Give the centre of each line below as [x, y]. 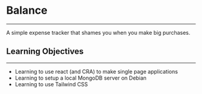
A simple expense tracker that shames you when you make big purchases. [98, 32]
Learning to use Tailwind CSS [51, 84]
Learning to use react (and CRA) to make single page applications [96, 71]
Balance [27, 10]
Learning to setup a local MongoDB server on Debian [81, 78]
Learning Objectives [45, 51]
